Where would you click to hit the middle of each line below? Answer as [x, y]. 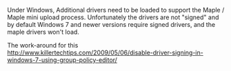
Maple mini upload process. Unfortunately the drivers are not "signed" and [113, 17]
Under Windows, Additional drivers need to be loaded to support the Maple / [116, 10]
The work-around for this [43, 45]
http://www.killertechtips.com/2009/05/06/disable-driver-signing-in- [105, 52]
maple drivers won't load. [43, 32]
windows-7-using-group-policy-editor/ [62, 60]
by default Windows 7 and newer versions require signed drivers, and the [111, 24]
